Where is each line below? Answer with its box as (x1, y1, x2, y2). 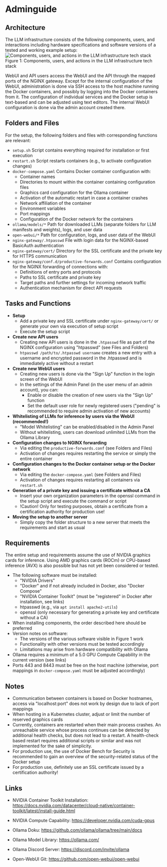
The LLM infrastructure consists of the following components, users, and (5, 36, 155, 42)
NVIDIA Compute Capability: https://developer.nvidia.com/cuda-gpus (12, 818, 155, 824)
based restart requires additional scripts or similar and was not (12, 738, 141, 744)
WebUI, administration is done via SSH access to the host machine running (5, 83, 159, 89)
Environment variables (19, 205, 66, 211)
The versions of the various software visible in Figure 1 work (19, 636, 144, 642)
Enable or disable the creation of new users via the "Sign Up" (27, 392, 154, 398)
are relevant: (5, 137, 31, 143)
